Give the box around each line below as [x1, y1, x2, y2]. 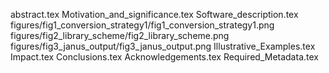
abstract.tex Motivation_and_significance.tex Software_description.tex [10, 9, 299, 20]
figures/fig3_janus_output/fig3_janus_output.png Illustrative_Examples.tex [10, 40, 316, 52]
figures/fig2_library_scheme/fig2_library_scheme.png [10, 30, 230, 41]
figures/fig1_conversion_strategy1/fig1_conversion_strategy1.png [10, 19, 275, 31]
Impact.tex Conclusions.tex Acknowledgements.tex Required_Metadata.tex [10, 51, 319, 63]
